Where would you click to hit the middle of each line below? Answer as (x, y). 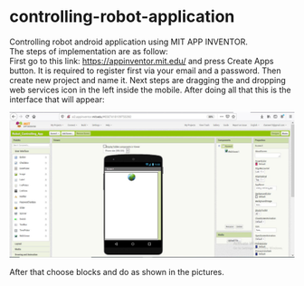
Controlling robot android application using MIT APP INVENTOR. (129, 42)
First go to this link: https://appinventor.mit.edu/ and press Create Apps (142, 61)
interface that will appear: (57, 99)
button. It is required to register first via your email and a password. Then (146, 71)
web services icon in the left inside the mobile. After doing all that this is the (150, 90)
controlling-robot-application (122, 17)
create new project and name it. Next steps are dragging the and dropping (148, 80)
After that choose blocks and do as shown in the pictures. (117, 272)
